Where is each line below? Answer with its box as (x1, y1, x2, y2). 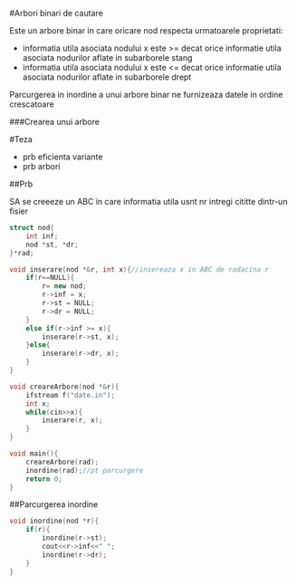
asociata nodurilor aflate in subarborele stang (22, 53, 193, 62)
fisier (9, 206, 29, 216)
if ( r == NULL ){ (25, 273, 75, 283)
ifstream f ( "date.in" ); (25, 390, 116, 399)
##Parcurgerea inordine (9, 499, 99, 510)
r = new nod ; (42, 282, 88, 291)
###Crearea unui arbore (9, 117, 100, 127)
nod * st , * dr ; (25, 240, 79, 249)
